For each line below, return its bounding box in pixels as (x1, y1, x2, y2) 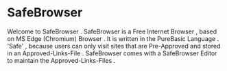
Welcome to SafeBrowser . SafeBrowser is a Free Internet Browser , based (7, 27, 217, 35)
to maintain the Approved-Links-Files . (7, 56, 116, 64)
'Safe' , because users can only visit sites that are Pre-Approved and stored (7, 42, 221, 50)
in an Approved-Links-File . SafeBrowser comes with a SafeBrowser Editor (7, 49, 217, 57)
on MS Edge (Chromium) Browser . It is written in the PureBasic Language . (7, 34, 219, 42)
